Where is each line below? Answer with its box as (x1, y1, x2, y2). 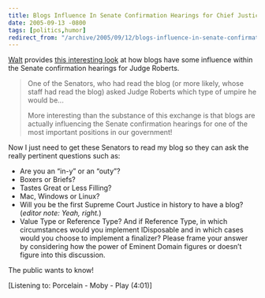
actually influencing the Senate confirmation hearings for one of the (27, 119, 248, 129)
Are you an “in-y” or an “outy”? (19, 166, 121, 176)
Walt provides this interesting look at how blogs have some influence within (8, 55, 253, 65)
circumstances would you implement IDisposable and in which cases (19, 225, 244, 235)
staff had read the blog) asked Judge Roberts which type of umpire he (27, 88, 257, 97)
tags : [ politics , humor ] (8, 26, 87, 34)
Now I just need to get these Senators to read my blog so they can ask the (8, 143, 249, 152)
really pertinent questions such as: (8, 151, 121, 161)
